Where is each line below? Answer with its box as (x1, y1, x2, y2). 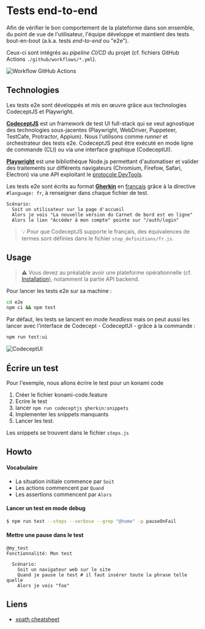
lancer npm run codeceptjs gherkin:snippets (15, 404, 129, 411)
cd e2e (6, 299, 23, 305)
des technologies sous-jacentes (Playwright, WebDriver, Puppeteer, (6, 126, 177, 134)
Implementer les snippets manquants (15, 411, 109, 417)
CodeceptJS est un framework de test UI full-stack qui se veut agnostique (6, 120, 195, 127)
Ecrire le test (15, 398, 48, 405)
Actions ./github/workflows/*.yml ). (6, 55, 97, 63)
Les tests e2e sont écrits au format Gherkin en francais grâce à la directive (6, 182, 196, 190)
